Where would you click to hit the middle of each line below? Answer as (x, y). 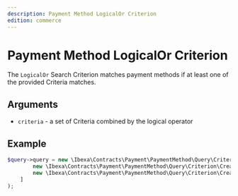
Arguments (33, 104)
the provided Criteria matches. (52, 82)
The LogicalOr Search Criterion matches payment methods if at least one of (118, 75)
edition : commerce (34, 20)
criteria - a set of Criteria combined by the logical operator (105, 121)
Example (27, 143)
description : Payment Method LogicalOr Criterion (82, 14)
